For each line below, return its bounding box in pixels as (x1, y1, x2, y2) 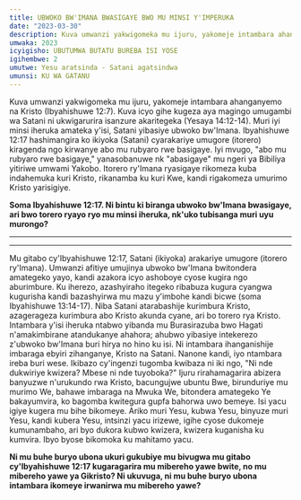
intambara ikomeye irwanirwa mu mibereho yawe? (9, 479, 202, 490)
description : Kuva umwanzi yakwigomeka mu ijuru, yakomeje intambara (9, 30, 275, 39)
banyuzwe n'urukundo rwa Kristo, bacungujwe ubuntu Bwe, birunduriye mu (9, 376, 288, 387)
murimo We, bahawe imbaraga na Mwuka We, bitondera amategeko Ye (9, 386, 271, 397)
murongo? (9, 218, 49, 229)
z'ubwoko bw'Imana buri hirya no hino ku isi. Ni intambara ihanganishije (9, 338, 274, 349)
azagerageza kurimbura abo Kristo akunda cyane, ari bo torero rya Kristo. (9, 310, 281, 320)
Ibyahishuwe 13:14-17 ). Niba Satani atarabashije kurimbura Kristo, (9, 300, 251, 311)
